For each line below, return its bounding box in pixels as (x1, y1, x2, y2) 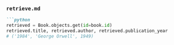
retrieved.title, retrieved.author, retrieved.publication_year (6, 28, 168, 34)
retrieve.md (6, 5, 41, 12)
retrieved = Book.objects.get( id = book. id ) (6, 23, 112, 29)
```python (6, 17, 31, 23)
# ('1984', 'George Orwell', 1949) (6, 33, 94, 39)
